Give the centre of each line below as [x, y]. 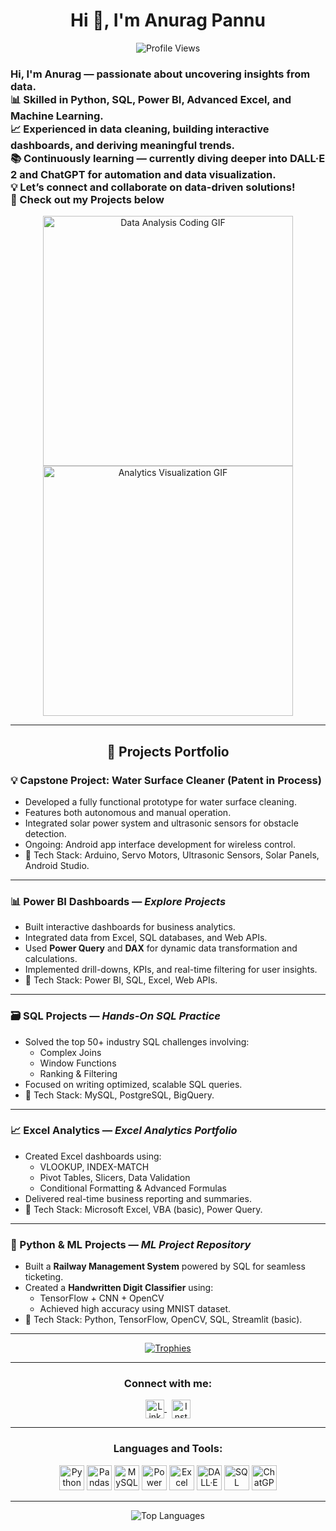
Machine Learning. [57, 116]
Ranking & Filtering [78, 1073]
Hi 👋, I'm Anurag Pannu [168, 20]
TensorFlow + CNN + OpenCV [102, 1298]
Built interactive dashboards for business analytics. [130, 927]
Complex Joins [70, 1052]
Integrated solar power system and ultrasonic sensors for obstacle [161, 823]
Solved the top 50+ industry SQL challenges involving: [137, 1041]
